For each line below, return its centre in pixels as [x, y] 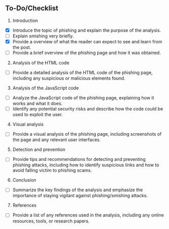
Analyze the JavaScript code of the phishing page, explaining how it [83, 98]
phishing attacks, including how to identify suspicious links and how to [86, 165]
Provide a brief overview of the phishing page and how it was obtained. [87, 53]
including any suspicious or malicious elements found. [69, 78]
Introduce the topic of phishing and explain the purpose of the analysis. [87, 30]
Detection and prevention [39, 150]
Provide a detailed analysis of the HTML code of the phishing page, [82, 73]
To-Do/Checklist [32, 8]
